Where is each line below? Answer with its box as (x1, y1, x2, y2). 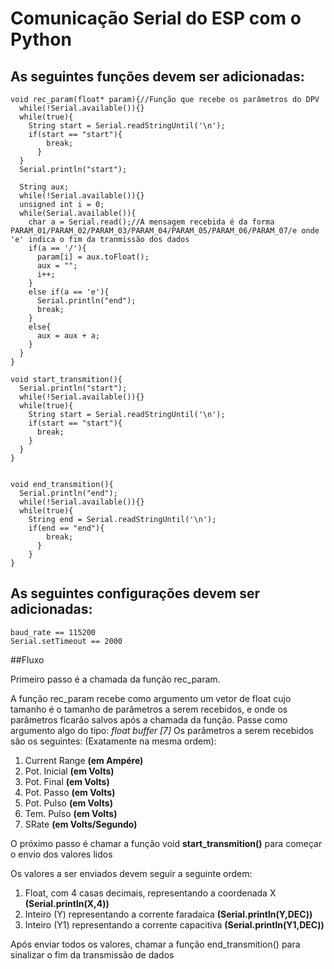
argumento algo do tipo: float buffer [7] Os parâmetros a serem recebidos (10, 724, 315, 736)
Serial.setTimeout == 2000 (10, 636, 123, 646)
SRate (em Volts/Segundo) (24, 818, 138, 830)
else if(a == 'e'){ (28, 287, 110, 297)
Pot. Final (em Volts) (24, 775, 110, 787)
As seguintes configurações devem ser (10, 585, 261, 602)
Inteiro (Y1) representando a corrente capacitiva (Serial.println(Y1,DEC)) (24, 918, 325, 931)
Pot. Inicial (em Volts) (24, 765, 115, 777)
